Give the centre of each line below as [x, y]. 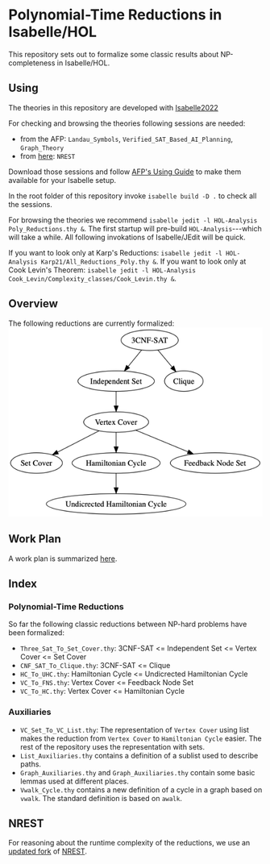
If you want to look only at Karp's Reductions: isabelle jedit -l [116, 252]
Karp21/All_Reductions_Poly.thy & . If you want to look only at [143, 261]
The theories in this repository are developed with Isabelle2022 [114, 107]
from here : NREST [48, 156]
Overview [33, 304]
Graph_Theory [42, 148]
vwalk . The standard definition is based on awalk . [101, 798]
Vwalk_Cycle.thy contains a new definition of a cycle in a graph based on [141, 789]
